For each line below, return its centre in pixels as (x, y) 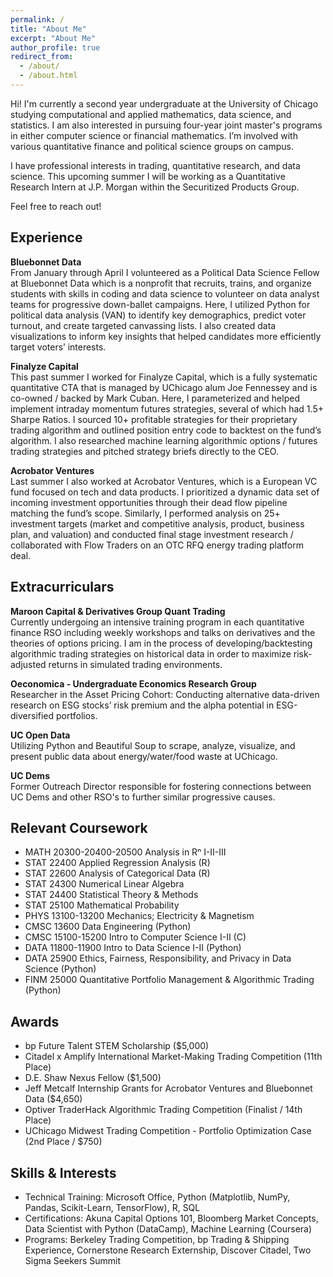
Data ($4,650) (53, 1099)
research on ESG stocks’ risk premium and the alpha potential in (142, 705)
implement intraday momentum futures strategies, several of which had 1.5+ (167, 408)
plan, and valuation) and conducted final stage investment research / (152, 534)
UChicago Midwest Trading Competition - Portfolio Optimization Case (168, 1131)
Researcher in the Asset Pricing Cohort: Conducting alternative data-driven (165, 694)
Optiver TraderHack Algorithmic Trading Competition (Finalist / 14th (163, 1110)
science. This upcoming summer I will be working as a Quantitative (148, 176)
